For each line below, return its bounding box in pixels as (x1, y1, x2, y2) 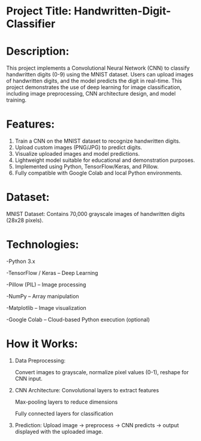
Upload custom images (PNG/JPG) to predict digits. (14, 144, 142, 151)
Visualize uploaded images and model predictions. (14, 150, 140, 158)
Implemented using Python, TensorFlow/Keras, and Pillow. (14, 163, 159, 170)
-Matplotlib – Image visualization (6, 304, 87, 311)
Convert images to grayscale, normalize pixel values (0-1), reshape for (14, 368, 189, 375)
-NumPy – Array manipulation (6, 292, 79, 300)
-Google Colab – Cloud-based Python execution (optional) (6, 316, 150, 323)
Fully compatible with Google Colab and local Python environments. (14, 170, 183, 177)
